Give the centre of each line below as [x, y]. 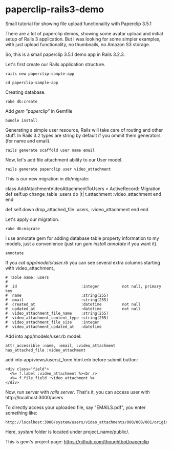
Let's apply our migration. [33, 219]
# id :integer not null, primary [83, 286]
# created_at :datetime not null [73, 304]
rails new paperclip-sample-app [40, 74]
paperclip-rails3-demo [55, 9]
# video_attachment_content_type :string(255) [57, 318]
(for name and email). [28, 141]
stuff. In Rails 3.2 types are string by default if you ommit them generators [83, 135]
